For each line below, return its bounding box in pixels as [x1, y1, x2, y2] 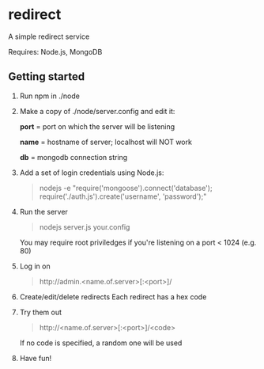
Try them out [19, 307, 62, 317]
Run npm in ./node [19, 91, 81, 101]
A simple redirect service [8, 32, 90, 41]
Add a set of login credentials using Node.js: [19, 168, 164, 177]
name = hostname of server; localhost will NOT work [19, 137, 192, 146]
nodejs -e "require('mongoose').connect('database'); [39, 183, 213, 192]
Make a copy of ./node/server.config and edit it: [19, 106, 175, 116]
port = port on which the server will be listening [19, 121, 175, 131]
